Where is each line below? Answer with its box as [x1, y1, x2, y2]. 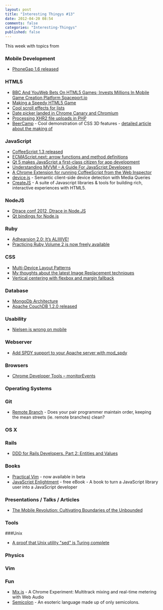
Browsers [5, 362, 28, 368]
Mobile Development [5, 55, 55, 62]
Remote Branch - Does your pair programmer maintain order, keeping [12, 409, 152, 415]
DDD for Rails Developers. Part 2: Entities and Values [12, 451, 118, 456]
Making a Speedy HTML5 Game [12, 100, 76, 105]
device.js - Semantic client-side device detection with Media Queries [12, 174, 151, 180]
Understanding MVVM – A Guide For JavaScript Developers [12, 164, 132, 170]
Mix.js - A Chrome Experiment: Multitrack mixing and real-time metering [12, 589, 157, 595]
